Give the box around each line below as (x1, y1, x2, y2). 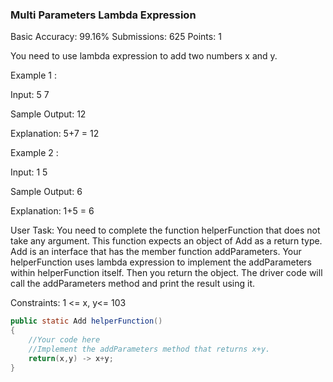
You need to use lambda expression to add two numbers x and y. (10, 50, 278, 62)
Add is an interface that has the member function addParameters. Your (10, 246, 302, 258)
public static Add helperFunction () (10, 316, 163, 327)
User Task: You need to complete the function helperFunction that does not (10, 224, 321, 237)
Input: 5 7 (10, 89, 50, 101)
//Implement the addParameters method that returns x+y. (28, 344, 271, 354)
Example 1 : (10, 69, 57, 82)
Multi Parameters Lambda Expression (10, 8, 197, 22)
